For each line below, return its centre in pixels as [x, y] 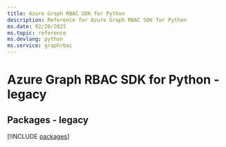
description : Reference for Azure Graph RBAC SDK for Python [97, 20]
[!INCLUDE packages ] [38, 136]
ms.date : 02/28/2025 [37, 26]
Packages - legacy [48, 120]
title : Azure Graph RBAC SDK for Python [66, 13]
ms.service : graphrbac [40, 46]
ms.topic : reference [37, 33]
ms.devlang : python [35, 39]
